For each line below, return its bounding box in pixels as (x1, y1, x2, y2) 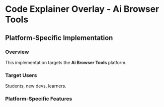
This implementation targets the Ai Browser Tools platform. (5, 59, 127, 65)
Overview (5, 48, 29, 55)
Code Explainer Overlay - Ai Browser (5, 3, 160, 15)
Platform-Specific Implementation (5, 34, 113, 42)
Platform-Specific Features (5, 95, 72, 102)
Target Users (5, 71, 37, 78)
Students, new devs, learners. (5, 83, 67, 89)
